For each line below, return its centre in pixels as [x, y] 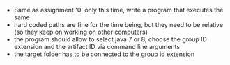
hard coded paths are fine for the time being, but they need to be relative [118, 25]
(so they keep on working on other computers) [81, 32]
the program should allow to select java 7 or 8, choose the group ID [110, 39]
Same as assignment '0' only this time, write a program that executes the [118, 10]
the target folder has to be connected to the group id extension [104, 54]
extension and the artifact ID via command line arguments [97, 47]
